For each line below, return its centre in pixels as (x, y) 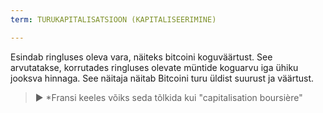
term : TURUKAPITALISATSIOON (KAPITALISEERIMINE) (113, 19)
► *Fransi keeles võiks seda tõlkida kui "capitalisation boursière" (168, 97)
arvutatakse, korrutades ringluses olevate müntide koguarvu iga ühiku (154, 67)
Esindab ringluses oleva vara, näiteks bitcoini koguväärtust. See (141, 57)
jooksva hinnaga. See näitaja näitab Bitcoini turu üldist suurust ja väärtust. (162, 78)
